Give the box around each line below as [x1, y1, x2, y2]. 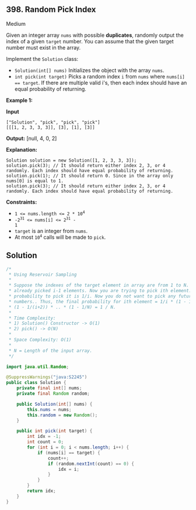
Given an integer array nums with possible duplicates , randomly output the [6, 32, 184, 39]
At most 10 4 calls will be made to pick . [14, 234, 106, 241]
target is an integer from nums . [14, 227, 88, 234]
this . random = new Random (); [27, 412, 98, 418]
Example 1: [6, 97, 33, 104]
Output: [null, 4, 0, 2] [6, 135, 57, 142]
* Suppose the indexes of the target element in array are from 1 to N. [8, 282, 190, 289]
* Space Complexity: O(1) [8, 337, 72, 343]
